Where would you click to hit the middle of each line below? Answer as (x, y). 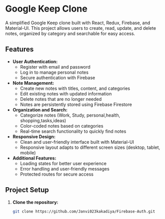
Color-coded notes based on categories (62, 126)
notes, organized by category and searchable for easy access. (70, 33)
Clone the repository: (35, 202)
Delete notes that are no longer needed (61, 99)
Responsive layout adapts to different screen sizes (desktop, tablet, (90, 147)
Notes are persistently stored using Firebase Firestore (76, 104)
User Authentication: (35, 62)
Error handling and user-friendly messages (65, 169)
